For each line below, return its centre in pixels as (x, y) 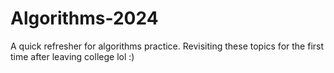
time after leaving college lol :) (72, 56)
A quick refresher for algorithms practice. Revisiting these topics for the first (167, 46)
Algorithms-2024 (84, 18)
